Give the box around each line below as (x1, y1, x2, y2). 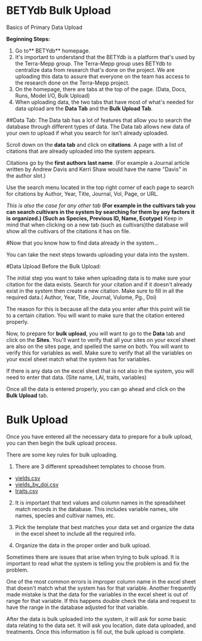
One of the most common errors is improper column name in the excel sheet (6, 578, 196, 585)
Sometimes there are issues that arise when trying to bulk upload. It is (6, 553, 180, 561)
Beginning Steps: (6, 35, 51, 42)
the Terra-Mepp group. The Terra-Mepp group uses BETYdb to (14, 60, 172, 67)
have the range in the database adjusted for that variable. (6, 604, 149, 611)
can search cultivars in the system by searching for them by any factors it (6, 208, 195, 215)
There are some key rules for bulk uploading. (6, 451, 118, 458)
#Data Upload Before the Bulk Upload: (6, 262, 101, 269)
